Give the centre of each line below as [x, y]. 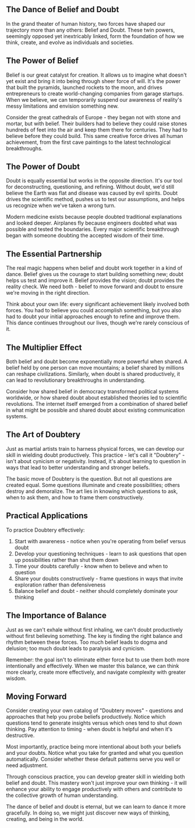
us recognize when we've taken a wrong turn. [61, 206]
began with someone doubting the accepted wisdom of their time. [85, 236]
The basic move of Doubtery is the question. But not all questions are [89, 478]
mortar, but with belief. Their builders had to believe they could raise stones [97, 123]
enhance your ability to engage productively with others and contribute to [94, 789]
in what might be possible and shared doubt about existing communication [95, 410]
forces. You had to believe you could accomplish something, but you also [94, 310]
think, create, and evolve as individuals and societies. [70, 42]
